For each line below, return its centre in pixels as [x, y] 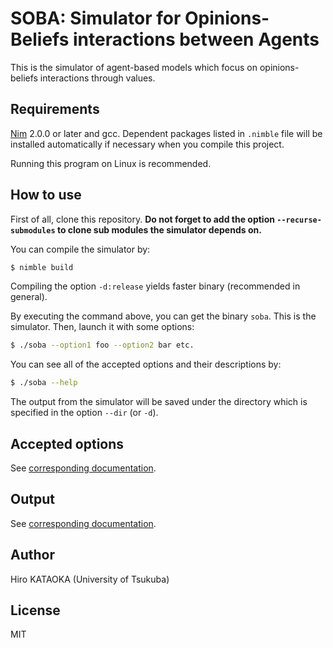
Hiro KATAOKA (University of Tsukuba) [90, 579]
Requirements [55, 109]
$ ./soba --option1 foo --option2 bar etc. [102, 345]
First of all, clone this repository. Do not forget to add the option [142, 219]
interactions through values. [97, 78]
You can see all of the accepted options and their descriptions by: [146, 364]
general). [29, 297]
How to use [46, 195]
